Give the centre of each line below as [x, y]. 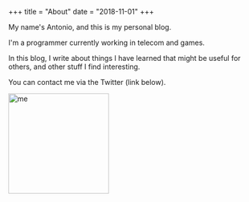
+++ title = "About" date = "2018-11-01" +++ [81, 12]
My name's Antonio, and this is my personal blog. [90, 27]
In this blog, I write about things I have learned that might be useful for [124, 58]
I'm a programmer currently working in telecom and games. [106, 42]
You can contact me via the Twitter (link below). [87, 82]
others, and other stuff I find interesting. [74, 67]
